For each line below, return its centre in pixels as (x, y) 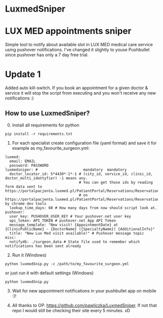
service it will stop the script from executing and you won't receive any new (81, 93)
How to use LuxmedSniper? (48, 113)
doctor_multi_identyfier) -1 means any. (47, 178)
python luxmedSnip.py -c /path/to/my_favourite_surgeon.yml (67, 264)
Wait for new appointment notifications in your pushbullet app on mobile (84, 291)
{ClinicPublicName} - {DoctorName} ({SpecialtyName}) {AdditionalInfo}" (80, 229)
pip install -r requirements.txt (39, 134)
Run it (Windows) (29, 255)
